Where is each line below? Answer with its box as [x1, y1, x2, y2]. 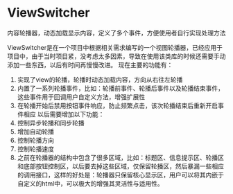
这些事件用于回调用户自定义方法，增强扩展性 [17, 92, 146, 101]
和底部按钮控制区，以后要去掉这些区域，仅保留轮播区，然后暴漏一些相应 [17, 161, 224, 170]
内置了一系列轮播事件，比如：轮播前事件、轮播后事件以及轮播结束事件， [17, 84, 224, 92]
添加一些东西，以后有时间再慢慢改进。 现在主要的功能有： [7, 60, 173, 69]
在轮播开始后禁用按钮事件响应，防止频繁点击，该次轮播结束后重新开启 [17, 101, 218, 109]
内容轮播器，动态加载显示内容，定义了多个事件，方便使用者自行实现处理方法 [7, 28, 226, 37]
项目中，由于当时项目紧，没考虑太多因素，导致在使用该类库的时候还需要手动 [7, 52, 226, 60]
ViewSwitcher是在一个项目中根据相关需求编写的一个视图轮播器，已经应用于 [7, 43, 223, 51]
